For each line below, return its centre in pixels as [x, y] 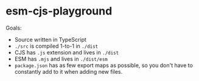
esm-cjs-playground [59, 11]
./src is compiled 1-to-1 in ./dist [56, 46]
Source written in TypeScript [50, 39]
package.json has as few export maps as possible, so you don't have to [103, 65]
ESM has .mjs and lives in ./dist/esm [61, 59]
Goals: [14, 28]
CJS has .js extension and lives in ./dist [67, 52]
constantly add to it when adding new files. [68, 71]
